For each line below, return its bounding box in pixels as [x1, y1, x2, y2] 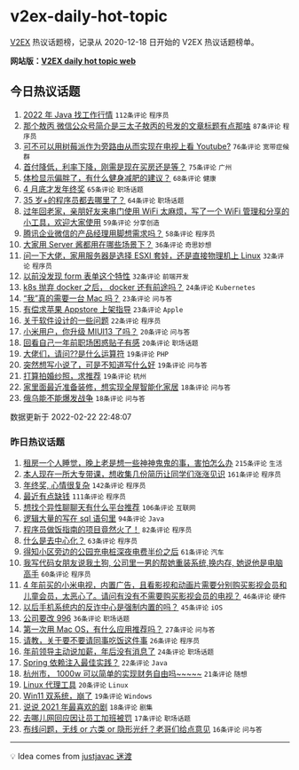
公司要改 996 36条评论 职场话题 [22, 613, 130, 624]
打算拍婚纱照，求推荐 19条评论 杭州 [22, 370, 147, 381]
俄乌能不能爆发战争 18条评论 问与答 [22, 392, 146, 403]
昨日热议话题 [10, 436, 66, 448]
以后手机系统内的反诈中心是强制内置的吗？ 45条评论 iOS [22, 601, 224, 613]
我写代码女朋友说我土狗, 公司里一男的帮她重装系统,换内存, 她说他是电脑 [22, 557, 283, 569]
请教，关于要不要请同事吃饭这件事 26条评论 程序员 [22, 635, 201, 646]
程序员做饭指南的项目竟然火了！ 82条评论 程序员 [22, 524, 193, 535]
